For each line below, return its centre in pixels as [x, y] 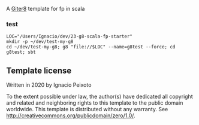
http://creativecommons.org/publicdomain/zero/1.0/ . [71, 115]
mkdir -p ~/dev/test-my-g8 [40, 42]
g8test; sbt [21, 52]
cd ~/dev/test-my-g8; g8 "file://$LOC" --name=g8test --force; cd [91, 47]
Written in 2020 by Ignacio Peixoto [49, 85]
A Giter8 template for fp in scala [46, 9]
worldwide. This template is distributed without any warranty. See [87, 109]
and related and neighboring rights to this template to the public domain [95, 103]
